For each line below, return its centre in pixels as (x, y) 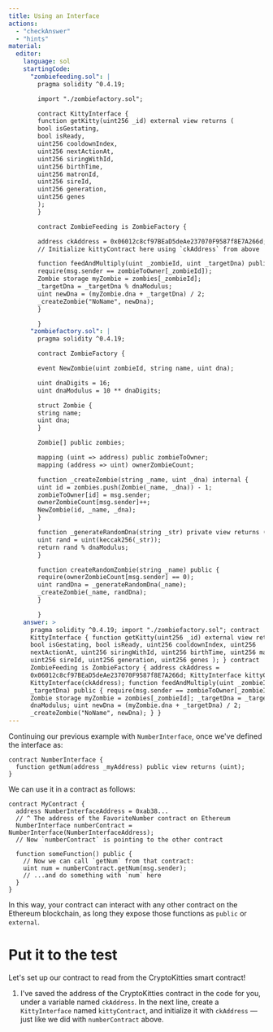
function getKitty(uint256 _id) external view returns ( (136, 121)
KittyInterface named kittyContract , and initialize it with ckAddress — (139, 1010)
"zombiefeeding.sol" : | (70, 77)
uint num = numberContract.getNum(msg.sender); (105, 868)
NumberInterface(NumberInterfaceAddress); (81, 832)
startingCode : (47, 69)
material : (25, 46)
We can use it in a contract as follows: (72, 789)
